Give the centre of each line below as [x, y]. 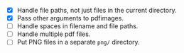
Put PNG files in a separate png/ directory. [78, 42]
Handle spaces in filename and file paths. [77, 26]
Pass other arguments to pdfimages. [70, 18]
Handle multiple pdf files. [54, 34]
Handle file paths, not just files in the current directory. [97, 10]
